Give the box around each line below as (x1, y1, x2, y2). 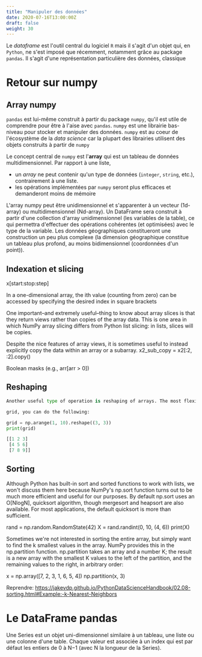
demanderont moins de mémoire (14, 190, 96, 197)
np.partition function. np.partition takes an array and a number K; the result (6, 548, 192, 555)
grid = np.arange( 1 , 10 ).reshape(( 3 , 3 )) (6, 420, 112, 426)
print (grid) (6, 425, 36, 432)
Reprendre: (6, 584, 34, 591)
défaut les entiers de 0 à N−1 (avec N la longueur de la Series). (6, 644, 162, 651)
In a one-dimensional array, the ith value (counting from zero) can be (6, 292, 177, 299)
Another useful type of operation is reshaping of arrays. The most (6, 398, 182, 404)
